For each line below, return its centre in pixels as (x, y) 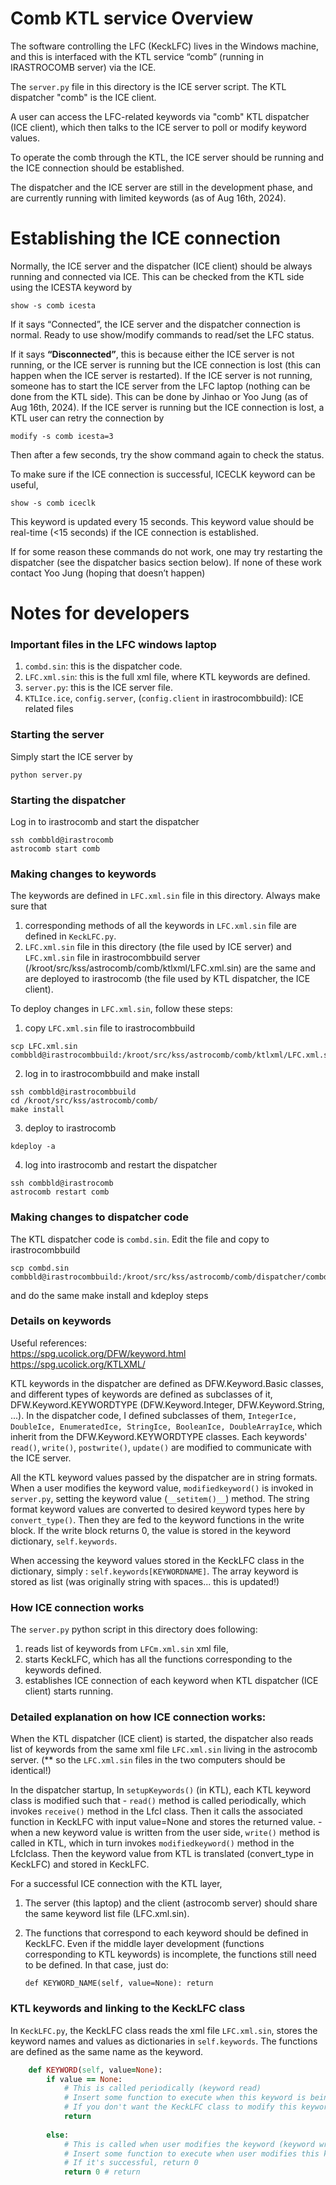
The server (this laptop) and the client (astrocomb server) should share (171, 1903)
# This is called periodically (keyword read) (162, 2088)
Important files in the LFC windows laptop (113, 644)
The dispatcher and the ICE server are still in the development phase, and (161, 187)
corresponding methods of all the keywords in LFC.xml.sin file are (160, 926)
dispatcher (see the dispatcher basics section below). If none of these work (166, 562)
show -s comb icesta (53, 305)
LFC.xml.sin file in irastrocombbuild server (112, 958)
